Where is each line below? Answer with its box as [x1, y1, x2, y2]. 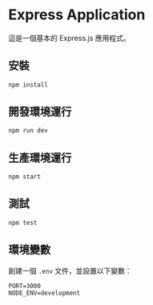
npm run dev [8, 127, 48, 135]
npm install [8, 80, 48, 89]
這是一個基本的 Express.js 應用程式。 [8, 33, 131, 43]
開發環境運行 [8, 105, 72, 119]
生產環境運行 [8, 151, 72, 165]
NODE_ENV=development [8, 289, 81, 297]
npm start [8, 173, 42, 181]
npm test [8, 218, 38, 226]
